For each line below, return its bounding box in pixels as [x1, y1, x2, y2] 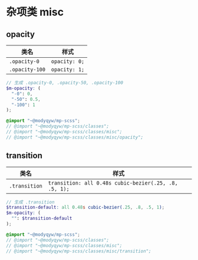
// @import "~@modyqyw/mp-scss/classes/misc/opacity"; [6, 134, 144, 140]
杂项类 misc [6, 5, 64, 19]
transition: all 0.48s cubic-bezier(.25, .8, [48, 179, 178, 186]
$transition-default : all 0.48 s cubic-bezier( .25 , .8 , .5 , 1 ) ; [6, 205, 165, 210]
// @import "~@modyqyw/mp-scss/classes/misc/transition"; [6, 248, 151, 254]
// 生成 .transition [6, 199, 55, 205]
